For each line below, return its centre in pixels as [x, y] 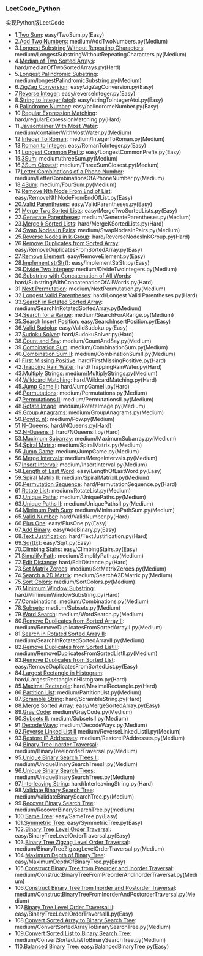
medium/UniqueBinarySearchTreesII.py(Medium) [76, 764]
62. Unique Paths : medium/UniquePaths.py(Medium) [80, 497]
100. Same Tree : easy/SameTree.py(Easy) [66, 816]
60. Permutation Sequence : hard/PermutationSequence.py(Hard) [96, 484]
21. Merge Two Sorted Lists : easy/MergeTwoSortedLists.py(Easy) [96, 211]
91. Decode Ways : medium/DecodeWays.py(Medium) [81, 725]
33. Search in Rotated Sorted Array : [59, 302]
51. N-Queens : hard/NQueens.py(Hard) [63, 426]
